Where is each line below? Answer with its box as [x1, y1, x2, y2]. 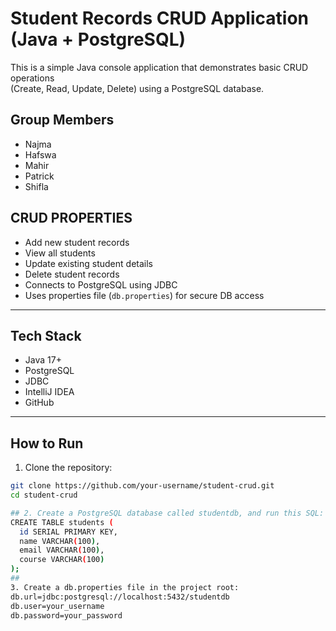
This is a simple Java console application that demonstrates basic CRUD [10, 61, 309, 73]
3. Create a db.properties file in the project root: [10, 582, 240, 592]
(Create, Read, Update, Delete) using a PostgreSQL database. [10, 82, 265, 94]
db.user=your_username [10, 601, 105, 611]
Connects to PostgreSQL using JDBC [24, 278, 178, 291]
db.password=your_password [10, 610, 123, 621]
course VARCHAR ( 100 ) [19, 555, 105, 565]
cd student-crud [10, 490, 78, 501]
